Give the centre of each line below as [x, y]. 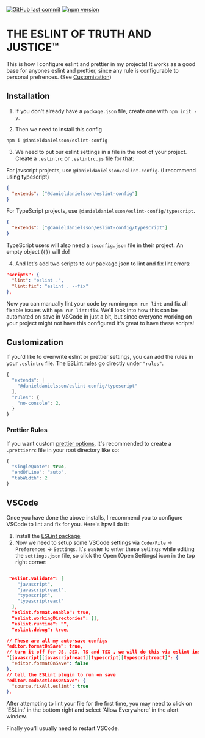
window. [17, 717]
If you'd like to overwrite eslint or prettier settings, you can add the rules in [100, 357]
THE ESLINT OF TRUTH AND [79, 34]
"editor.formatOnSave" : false [50, 663]
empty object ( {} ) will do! [38, 252]
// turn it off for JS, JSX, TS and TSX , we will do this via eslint [98, 652]
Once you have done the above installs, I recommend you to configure [95, 517]
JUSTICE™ [33, 47]
